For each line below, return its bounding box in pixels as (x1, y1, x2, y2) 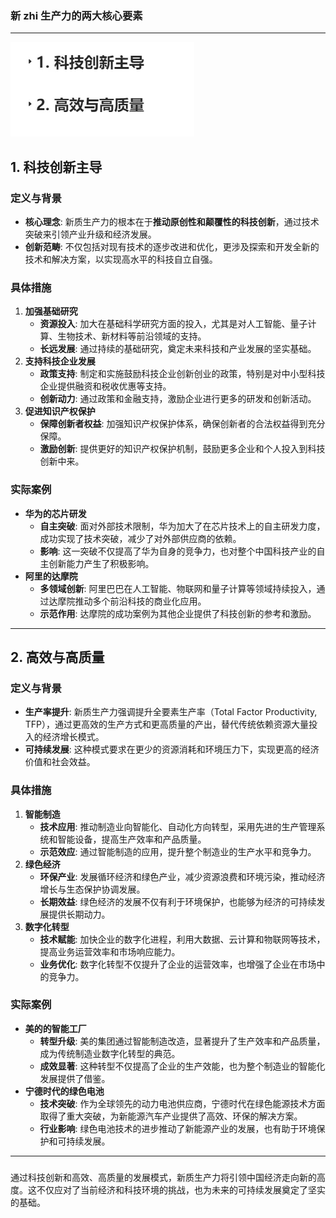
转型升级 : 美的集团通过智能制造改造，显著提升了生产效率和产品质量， (39, 1035, 326, 1047)
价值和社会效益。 (24, 756, 96, 768)
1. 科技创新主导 (10, 158, 103, 176)
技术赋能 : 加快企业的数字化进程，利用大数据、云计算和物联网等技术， (39, 933, 326, 945)
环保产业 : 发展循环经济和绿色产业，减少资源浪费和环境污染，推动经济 (39, 870, 326, 882)
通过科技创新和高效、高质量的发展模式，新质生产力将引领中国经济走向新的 (10, 1171, 317, 1183)
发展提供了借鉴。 (39, 1072, 111, 1084)
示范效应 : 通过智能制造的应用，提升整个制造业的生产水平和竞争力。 (39, 845, 317, 857)
